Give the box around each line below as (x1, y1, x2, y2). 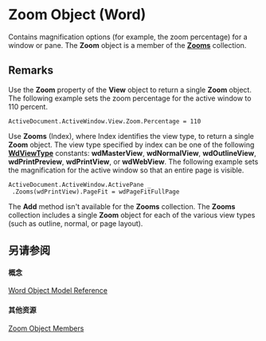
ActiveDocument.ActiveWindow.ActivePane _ (8, 180, 151, 188)
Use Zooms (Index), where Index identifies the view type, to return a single (8, 131, 255, 141)
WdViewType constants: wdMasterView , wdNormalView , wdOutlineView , (8, 148, 256, 157)
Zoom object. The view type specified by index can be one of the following (8, 140, 255, 149)
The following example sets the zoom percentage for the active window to (8, 93, 252, 103)
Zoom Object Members (8, 323, 84, 333)
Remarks (8, 64, 54, 77)
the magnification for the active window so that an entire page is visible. (8, 165, 244, 175)
